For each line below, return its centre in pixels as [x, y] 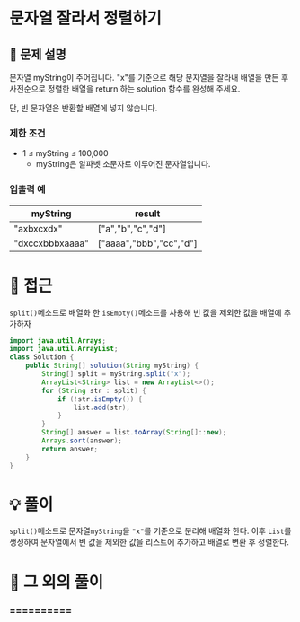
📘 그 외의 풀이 [57, 582]
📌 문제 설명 [38, 54]
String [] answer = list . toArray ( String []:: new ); [134, 433]
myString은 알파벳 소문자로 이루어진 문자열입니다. [123, 164]
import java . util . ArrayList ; [64, 349]
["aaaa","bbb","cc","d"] [147, 243]
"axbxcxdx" [38, 228]
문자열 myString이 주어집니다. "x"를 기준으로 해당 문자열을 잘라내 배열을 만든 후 [149, 78]
